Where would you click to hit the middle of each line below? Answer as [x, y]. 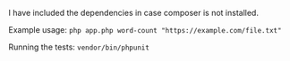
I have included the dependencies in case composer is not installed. [133, 13]
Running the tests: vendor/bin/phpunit [79, 47]
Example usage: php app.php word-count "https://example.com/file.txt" [145, 30]
